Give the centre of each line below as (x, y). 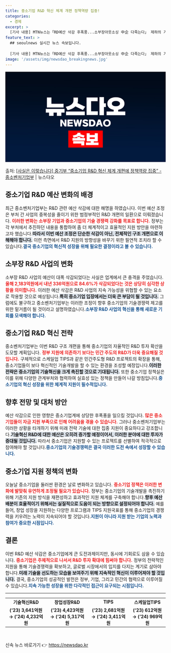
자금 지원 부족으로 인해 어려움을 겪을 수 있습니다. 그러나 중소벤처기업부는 (94, 422)
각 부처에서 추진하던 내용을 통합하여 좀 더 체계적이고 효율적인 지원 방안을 (77, 227)
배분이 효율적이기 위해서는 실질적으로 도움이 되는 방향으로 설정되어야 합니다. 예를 (85, 504)
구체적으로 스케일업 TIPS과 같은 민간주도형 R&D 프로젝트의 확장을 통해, (91, 359)
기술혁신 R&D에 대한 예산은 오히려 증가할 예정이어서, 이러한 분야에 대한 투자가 (87, 435)
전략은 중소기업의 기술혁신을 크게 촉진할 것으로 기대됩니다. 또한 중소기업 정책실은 (85, 372)
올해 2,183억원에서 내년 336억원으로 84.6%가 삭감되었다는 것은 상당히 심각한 (82, 284)
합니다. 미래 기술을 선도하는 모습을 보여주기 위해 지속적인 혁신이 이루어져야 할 (80, 573)
